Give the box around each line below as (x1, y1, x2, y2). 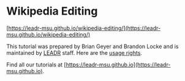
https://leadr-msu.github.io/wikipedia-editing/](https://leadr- (8, 24, 161, 32)
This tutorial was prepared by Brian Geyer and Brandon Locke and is (6, 43, 179, 50)
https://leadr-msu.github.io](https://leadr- (66, 61, 171, 68)
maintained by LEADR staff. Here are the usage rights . (6, 49, 143, 56)
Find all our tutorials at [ (6, 61, 66, 68)
